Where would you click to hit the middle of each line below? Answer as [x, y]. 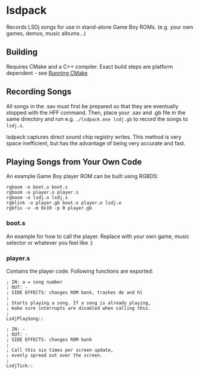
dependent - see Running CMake [47, 73]
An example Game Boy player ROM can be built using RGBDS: [82, 176]
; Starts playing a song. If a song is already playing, [79, 303]
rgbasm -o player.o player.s [42, 193]
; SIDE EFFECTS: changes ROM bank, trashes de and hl [75, 292]
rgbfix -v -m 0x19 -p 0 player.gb [49, 208]
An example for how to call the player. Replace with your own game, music [98, 236]
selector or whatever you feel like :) [50, 242]
